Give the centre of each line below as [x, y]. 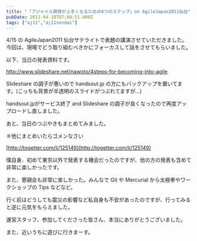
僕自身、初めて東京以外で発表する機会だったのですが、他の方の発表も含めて [99, 160]
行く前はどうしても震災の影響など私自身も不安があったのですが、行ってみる [98, 200]
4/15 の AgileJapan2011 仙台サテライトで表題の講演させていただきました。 [97, 40]
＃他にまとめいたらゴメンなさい [45, 136]
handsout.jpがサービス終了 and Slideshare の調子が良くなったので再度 [91, 104]
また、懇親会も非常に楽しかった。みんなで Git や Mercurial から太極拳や [94, 180]
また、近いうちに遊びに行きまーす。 [50, 232]
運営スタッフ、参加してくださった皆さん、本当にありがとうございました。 [96, 220]
